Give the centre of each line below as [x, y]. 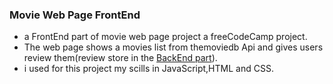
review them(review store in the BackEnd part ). [120, 58]
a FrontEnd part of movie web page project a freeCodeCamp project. [165, 37]
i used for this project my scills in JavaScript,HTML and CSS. [148, 69]
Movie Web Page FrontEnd [75, 15]
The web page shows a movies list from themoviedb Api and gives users [173, 47]
